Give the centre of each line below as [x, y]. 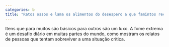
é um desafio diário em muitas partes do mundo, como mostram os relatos [82, 34]
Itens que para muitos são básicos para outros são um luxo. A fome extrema [84, 28]
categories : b [20, 10]
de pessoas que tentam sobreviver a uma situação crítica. [65, 39]
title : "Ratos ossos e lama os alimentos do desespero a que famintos [81, 14]
